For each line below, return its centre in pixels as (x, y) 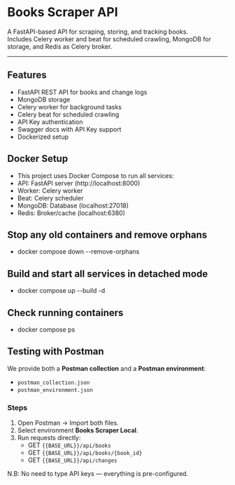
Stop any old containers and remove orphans (107, 234)
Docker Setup (38, 159)
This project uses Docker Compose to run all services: (95, 175)
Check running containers (65, 313)
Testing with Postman (56, 351)
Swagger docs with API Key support (69, 129)
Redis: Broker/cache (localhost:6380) (71, 213)
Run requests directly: (49, 438)
